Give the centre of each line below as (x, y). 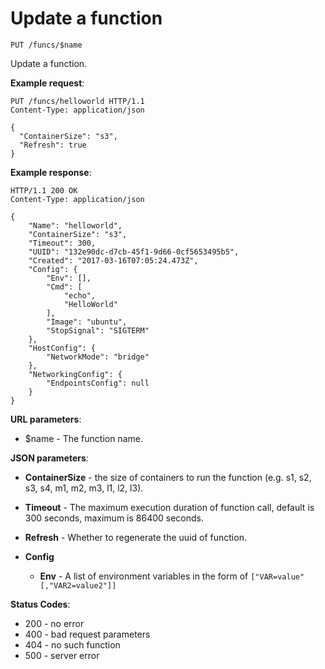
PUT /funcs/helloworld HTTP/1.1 (77, 101)
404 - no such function (72, 644)
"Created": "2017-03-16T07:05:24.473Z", (113, 260)
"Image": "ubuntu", (87, 322)
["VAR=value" (277, 577)
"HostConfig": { (62, 348)
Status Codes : (40, 604)
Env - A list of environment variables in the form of (144, 576)
